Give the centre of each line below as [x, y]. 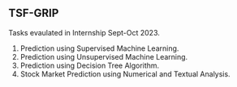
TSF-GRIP [34, 13]
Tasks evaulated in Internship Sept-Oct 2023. [84, 32]
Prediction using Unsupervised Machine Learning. [104, 56]
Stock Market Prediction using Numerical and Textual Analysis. [125, 74]
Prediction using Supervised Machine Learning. [99, 48]
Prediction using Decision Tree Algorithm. [90, 65]
